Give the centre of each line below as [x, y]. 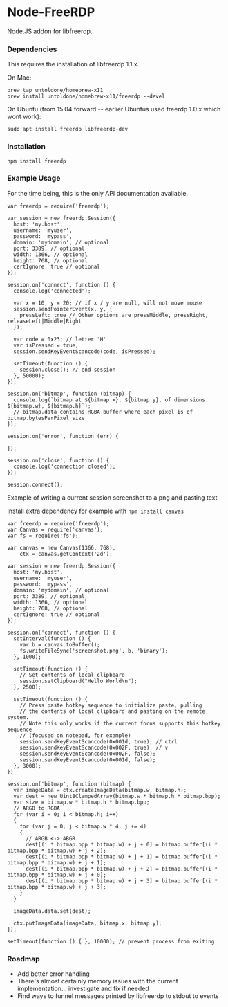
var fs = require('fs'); [43, 536]
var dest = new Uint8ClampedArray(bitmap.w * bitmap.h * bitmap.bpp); [117, 796]
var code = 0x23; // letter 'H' [60, 339]
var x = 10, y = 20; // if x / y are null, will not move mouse [108, 303]
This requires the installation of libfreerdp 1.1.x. [73, 64]
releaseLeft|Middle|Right [44, 321]
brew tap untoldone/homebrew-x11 [55, 91]
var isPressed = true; [46, 345]
